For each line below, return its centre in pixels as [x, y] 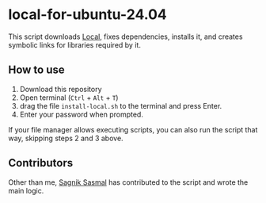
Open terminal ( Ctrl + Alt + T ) [69, 98]
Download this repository [61, 89]
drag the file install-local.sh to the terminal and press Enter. [121, 105]
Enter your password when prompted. [82, 114]
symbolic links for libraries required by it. [74, 44]
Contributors [41, 163]
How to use [36, 70]
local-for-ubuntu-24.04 [88, 15]
